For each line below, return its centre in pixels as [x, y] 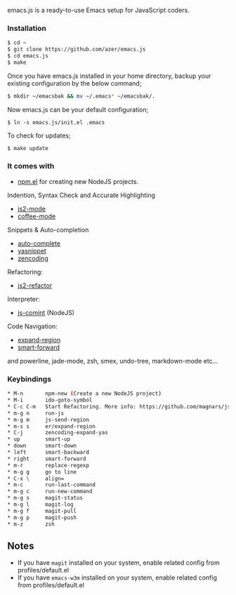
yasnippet [32, 250]
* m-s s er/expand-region [52, 426]
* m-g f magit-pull [42, 511]
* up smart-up [39, 439]
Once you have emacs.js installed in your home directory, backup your [109, 76]
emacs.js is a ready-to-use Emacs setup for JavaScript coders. [98, 10]
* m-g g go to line [42, 472]
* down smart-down [42, 446]
